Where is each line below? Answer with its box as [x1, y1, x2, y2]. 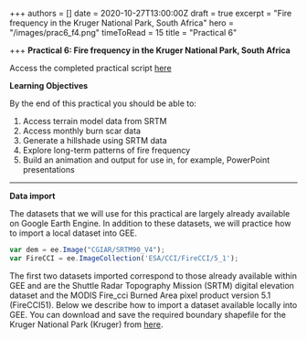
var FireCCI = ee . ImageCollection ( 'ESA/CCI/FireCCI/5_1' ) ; [9, 253, 239, 263]
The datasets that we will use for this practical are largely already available [9, 208, 291, 218]
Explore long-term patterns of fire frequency [22, 145, 191, 155]
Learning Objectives [9, 80, 89, 90]
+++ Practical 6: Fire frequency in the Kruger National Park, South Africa [9, 45, 291, 56]
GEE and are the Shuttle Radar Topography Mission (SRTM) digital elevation [9, 280, 295, 291]
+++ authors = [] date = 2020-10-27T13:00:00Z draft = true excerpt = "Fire [9, 8, 292, 18]
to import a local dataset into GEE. [9, 228, 138, 238]
